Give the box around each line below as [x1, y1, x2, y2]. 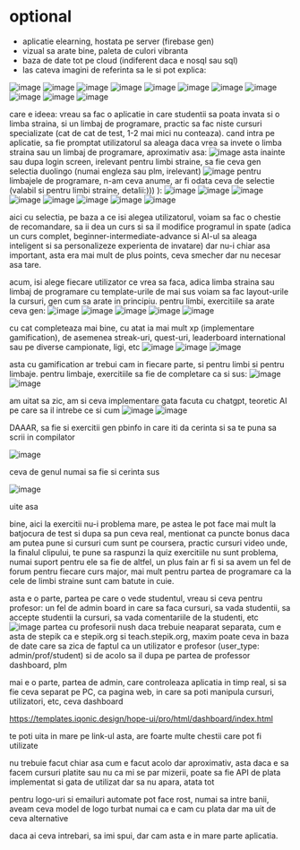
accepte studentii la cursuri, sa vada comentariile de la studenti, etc [9, 612, 260, 622]
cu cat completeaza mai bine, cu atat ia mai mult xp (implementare [9, 322, 255, 333]
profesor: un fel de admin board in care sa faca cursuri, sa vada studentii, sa [9, 602, 291, 613]
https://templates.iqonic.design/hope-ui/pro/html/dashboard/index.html [9, 713, 273, 724]
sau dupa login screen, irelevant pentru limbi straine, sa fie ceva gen [9, 156, 261, 167]
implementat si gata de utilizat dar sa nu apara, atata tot [9, 777, 215, 787]
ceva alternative [9, 812, 69, 823]
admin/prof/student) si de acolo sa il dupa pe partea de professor [9, 649, 251, 660]
